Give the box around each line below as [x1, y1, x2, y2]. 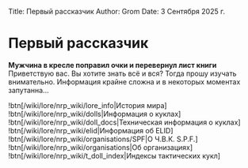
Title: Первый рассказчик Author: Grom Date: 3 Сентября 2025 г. [8, 7, 226, 16]
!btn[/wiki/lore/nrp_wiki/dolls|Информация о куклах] [8, 109, 181, 118]
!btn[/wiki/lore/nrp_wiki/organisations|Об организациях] [8, 142, 193, 152]
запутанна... [8, 85, 49, 95]
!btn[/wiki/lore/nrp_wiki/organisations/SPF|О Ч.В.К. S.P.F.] [8, 134, 198, 144]
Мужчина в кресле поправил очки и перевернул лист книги [8, 60, 217, 69]
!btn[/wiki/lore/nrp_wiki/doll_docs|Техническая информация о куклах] [8, 118, 241, 127]
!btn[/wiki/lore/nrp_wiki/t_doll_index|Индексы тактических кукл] [8, 151, 220, 160]
